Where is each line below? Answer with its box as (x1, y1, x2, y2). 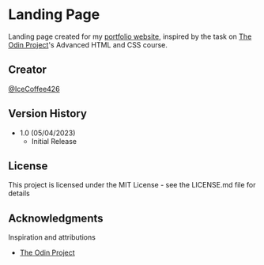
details (8, 188, 30, 199)
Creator (8, 63, 47, 77)
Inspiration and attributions (8, 233, 96, 242)
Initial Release (31, 136, 77, 146)
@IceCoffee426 (8, 84, 61, 93)
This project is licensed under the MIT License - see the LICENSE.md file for (8, 180, 256, 190)
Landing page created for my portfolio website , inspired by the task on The (8, 32, 252, 41)
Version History (8, 107, 87, 120)
